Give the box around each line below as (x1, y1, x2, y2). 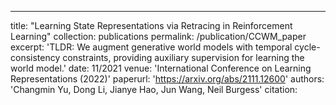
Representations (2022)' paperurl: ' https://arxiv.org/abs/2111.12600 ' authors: (10, 73, 325, 85)
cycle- (294, 41, 321, 53)
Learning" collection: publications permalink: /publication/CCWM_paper (10, 31, 307, 42)
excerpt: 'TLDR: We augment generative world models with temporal (10, 41, 293, 53)
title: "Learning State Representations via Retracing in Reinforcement (10, 20, 293, 31)
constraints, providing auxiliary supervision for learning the (62, 52, 305, 63)
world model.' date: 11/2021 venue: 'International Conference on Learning (10, 62, 312, 74)
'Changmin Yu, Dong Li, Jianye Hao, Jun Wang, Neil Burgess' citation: (10, 84, 298, 95)
